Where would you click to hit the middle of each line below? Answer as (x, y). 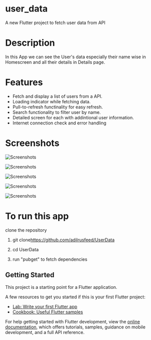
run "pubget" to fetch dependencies (50, 259)
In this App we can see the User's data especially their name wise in (76, 57)
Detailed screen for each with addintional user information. (73, 117)
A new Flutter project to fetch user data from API (55, 23)
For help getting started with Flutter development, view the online (73, 321)
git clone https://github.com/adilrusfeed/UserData (63, 240)
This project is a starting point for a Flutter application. (61, 287)
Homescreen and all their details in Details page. (55, 62)
